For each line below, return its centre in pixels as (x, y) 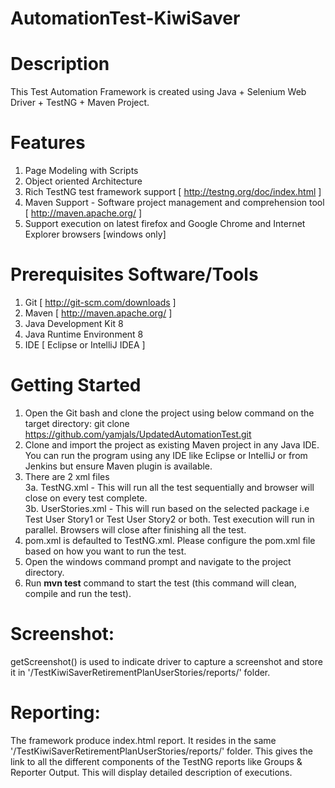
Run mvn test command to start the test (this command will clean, (160, 583)
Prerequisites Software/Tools (134, 274)
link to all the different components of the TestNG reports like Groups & (156, 761)
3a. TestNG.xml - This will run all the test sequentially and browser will (169, 487)
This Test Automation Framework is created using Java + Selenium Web (158, 92)
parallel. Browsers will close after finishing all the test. (135, 529)
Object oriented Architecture (83, 181)
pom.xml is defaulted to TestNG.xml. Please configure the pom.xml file (170, 540)
